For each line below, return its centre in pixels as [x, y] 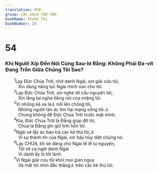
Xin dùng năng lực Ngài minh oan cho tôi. [60, 87]
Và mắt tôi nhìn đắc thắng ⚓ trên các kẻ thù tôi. [66, 165]
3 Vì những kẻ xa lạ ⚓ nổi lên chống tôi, [53, 104]
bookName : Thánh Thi [27, 19]
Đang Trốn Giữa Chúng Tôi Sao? [44, 70]
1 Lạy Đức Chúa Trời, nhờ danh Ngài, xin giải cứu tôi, [67, 81]
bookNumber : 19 [21, 24]
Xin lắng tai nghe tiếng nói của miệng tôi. [60, 98]
